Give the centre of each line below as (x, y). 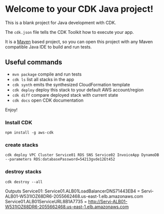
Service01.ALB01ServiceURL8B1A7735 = (46, 201)
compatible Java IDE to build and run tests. (48, 47)
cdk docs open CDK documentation (48, 100)
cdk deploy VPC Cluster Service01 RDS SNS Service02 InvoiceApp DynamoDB (82, 155)
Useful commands (34, 62)
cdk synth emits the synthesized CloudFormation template (71, 84)
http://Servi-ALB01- (108, 201)
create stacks (22, 145)
